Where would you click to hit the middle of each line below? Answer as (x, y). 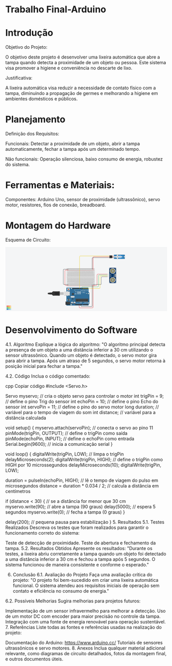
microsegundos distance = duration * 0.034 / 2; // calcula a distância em (82, 485)
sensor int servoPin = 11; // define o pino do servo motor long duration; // (82, 407)
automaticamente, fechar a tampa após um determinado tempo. (73, 149)
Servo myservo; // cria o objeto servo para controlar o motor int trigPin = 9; (85, 396)
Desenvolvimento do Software (71, 330)
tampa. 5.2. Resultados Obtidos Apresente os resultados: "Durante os (79, 548)
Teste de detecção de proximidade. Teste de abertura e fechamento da (81, 543)
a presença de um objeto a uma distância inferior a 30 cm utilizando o (79, 349)
